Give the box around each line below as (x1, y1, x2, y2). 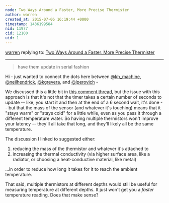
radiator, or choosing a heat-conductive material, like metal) (12, 156, 137, 162)
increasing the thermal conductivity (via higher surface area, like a (12, 151, 150, 157)
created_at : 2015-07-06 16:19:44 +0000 (5, 17, 89, 22)
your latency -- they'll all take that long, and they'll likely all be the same (5, 120, 154, 126)
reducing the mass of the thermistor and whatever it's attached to (12, 146, 149, 152)
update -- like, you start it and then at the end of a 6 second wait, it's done (5, 99, 159, 105)
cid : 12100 (5, 31, 28, 36)
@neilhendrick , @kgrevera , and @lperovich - (5, 79, 99, 85)
